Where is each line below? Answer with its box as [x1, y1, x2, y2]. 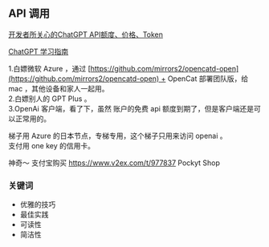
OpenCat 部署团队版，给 [167, 74, 249, 83]
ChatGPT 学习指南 [8, 47, 69, 56]
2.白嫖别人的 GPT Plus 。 [8, 94, 92, 103]
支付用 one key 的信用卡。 [8, 140, 95, 150]
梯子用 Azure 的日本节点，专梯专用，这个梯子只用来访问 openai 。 [8, 131, 227, 140]
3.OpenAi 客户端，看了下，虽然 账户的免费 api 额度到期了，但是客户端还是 [8, 103, 255, 113]
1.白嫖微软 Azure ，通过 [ [8, 63, 91, 73]
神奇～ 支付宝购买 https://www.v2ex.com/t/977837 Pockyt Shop [8, 158, 221, 168]
